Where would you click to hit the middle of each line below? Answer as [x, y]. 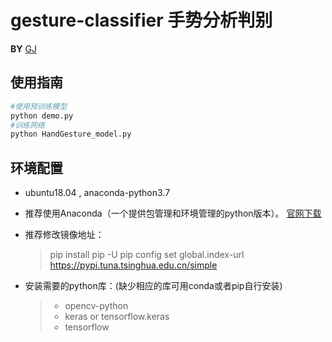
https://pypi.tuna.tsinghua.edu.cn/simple [133, 265]
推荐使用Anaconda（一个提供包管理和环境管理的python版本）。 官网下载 [173, 213]
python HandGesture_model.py [71, 134]
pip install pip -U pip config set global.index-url [147, 255]
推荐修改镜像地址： [64, 235]
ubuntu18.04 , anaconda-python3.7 [97, 193]
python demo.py [42, 116]
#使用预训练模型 [39, 106]
